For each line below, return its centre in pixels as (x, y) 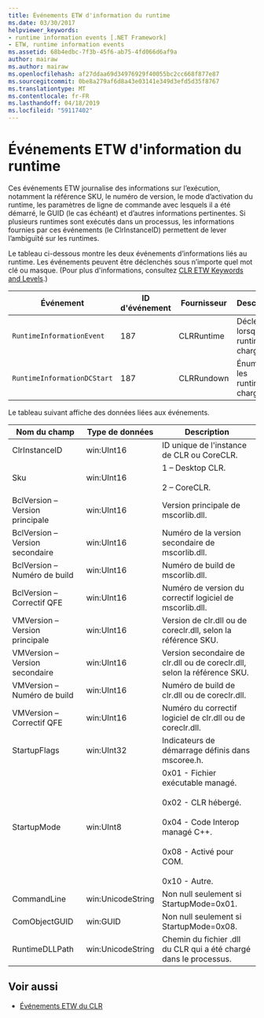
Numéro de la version (202, 532)
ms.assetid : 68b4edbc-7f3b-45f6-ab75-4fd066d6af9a (93, 52)
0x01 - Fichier (189, 772)
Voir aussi (33, 987)
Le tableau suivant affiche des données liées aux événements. (109, 412)
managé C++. (187, 831)
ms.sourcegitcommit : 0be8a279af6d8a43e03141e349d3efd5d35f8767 (114, 81)
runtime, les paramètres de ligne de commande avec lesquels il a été (119, 205)
